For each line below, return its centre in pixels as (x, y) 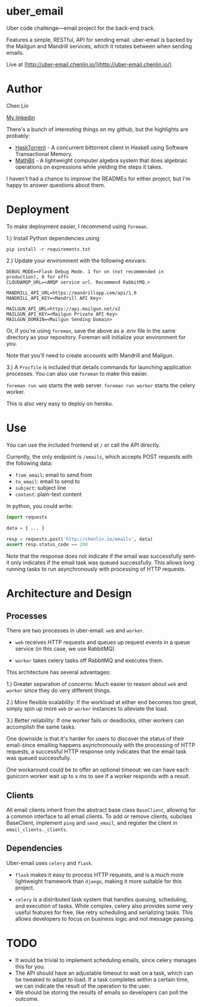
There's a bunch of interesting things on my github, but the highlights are (98, 129)
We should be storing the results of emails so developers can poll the (101, 992)
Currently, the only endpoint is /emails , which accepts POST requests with (99, 456)
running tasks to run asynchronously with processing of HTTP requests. (96, 569)
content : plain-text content (48, 494)
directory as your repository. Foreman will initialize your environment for (96, 337)
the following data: (29, 463)
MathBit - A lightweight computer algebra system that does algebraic (101, 160)
